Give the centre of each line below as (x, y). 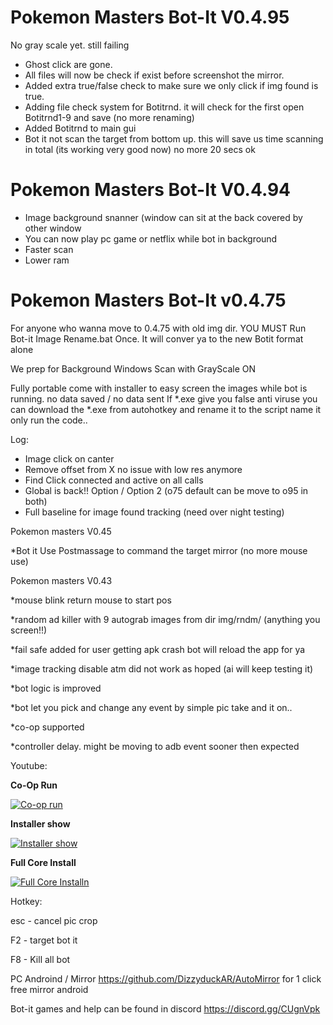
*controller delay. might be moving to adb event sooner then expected (155, 746)
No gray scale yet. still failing (70, 45)
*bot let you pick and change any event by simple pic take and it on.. (151, 707)
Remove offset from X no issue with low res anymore (133, 469)
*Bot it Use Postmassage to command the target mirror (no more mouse (159, 550)
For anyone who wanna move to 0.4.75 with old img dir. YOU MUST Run (158, 328)
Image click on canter (69, 458)
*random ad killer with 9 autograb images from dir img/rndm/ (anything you (165, 619)
